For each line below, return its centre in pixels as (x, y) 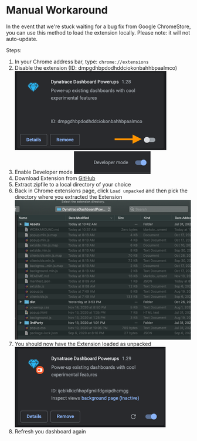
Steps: (14, 50)
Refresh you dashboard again (50, 432)
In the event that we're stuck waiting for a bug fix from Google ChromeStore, (98, 26)
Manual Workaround (57, 10)
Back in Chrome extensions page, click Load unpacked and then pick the (101, 191)
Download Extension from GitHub (55, 178)
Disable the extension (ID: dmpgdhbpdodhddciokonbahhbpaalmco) (96, 67)
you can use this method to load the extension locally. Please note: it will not (98, 32)
